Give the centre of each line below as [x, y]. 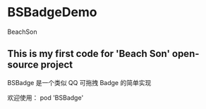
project [56, 65]
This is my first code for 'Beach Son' [89, 54]
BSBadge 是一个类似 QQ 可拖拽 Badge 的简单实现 [79, 82]
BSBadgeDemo [52, 12]
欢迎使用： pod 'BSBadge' [46, 97]
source [23, 65]
